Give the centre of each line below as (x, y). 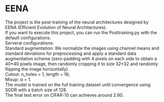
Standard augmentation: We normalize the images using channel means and (82, 48)
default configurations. (28, 38)
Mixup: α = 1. (18, 79)
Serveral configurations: (29, 43)
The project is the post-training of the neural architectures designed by (77, 22)
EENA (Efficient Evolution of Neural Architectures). (56, 27)
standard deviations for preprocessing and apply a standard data (71, 53)
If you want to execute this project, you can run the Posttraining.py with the (81, 32)
